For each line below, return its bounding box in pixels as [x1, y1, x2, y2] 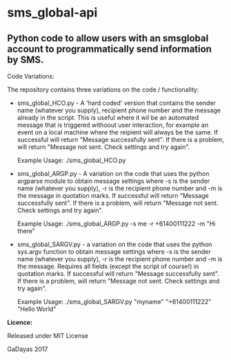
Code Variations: [7, 72, 54, 80]
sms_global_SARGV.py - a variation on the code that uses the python [17, 240, 212, 248]
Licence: [7, 319, 33, 326]
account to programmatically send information [7, 43, 212, 54]
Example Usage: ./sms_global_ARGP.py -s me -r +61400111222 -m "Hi [17, 219, 216, 228]
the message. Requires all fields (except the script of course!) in [17, 262, 199, 270]
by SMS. [7, 54, 44, 66]
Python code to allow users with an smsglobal [7, 32, 209, 44]
